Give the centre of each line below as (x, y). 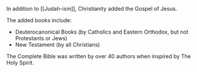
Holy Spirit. (20, 63)
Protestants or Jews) (41, 38)
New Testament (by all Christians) (57, 45)
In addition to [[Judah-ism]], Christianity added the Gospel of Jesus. (92, 9)
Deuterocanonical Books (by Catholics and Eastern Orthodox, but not (102, 32)
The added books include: (39, 20)
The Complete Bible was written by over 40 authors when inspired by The (99, 56)
